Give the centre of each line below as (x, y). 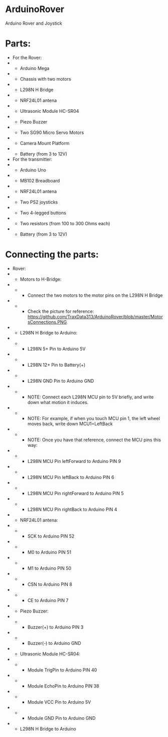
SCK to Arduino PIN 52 (51, 536)
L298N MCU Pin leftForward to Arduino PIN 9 (74, 461)
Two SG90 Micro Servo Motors (52, 132)
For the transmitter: (32, 159)
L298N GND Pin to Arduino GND (61, 381)
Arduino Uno (33, 170)
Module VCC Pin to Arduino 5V (59, 702)
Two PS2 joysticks (39, 202)
